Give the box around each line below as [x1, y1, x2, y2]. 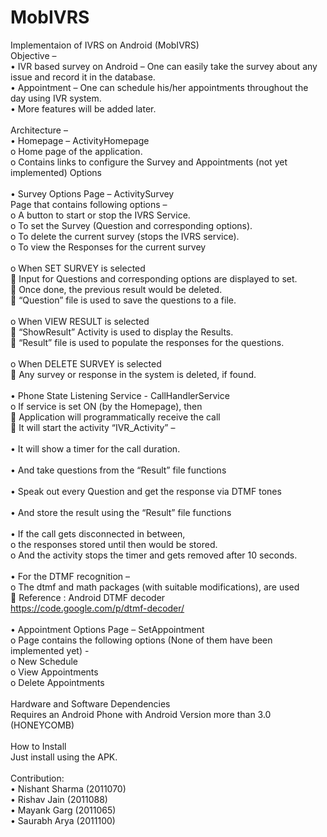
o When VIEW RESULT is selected [10, 315, 150, 327]
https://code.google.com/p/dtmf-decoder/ [10, 602, 185, 614]
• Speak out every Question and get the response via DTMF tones [10, 485, 282, 497]
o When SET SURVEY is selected [10, 262, 146, 274]
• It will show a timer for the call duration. [10, 442, 181, 455]
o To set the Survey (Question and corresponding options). [10, 219, 253, 231]
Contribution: [10, 772, 65, 784]
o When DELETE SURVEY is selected [10, 357, 162, 370]
